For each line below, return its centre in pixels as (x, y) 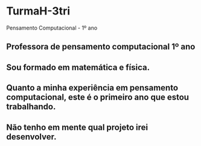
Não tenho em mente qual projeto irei (77, 127)
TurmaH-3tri (38, 11)
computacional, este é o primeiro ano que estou (97, 97)
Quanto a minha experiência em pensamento (92, 88)
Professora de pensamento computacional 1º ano (101, 47)
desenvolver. (31, 137)
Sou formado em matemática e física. (78, 67)
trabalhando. (31, 107)
